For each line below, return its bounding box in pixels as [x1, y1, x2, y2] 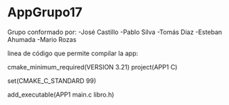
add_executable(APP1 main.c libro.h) [7, 90, 114, 99]
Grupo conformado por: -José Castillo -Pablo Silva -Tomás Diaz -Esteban [7, 28, 223, 36]
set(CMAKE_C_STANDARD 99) [7, 76, 97, 85]
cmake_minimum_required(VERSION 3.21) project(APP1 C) [7, 62, 178, 71]
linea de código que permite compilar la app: [7, 49, 139, 57]
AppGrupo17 [7, 4, 83, 21]
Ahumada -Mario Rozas [7, 35, 77, 43]
